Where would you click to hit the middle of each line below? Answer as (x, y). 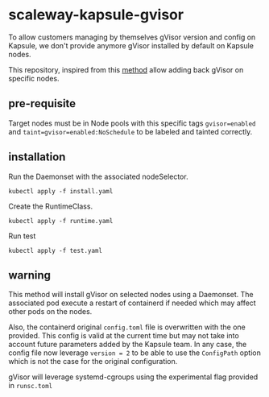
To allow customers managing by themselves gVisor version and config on (132, 37)
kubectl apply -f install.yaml (61, 191)
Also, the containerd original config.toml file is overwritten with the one (127, 327)
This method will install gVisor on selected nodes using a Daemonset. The (131, 295)
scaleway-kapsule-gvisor (96, 15)
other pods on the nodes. (50, 312)
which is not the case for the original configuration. (93, 362)
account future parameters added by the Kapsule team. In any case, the (128, 345)
